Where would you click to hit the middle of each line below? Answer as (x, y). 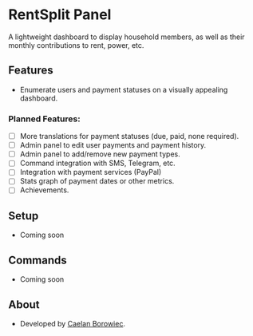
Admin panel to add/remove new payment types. (100, 154)
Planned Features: (45, 119)
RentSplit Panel (60, 15)
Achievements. (44, 190)
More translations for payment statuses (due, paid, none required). (129, 136)
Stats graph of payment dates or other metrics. (97, 181)
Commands (38, 260)
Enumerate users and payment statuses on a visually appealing (124, 89)
